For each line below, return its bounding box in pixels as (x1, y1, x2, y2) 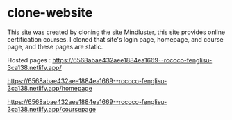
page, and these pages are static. (7, 42, 103, 51)
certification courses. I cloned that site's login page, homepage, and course (7, 35, 224, 43)
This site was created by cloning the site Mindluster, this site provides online (7, 28, 226, 36)
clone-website (7, 5, 93, 21)
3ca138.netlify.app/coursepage (7, 105, 96, 113)
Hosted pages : (7, 55, 51, 64)
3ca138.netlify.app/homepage (7, 84, 92, 92)
